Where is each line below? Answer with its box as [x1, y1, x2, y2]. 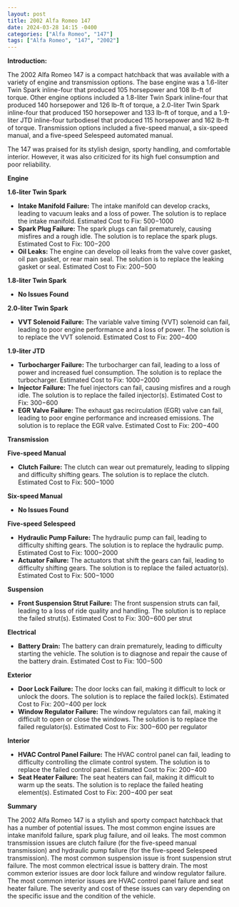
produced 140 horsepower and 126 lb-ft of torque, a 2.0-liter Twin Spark [7, 101, 220, 109]
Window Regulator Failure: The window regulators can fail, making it [17, 708, 221, 716]
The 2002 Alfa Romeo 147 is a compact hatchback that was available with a [7, 71, 230, 79]
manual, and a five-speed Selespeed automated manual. [7, 131, 173, 140]
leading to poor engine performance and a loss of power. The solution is [17, 326, 230, 334]
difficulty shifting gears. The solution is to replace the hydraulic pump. [17, 541, 224, 550]
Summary [7, 802, 37, 811]
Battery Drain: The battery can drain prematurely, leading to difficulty [17, 642, 223, 651]
